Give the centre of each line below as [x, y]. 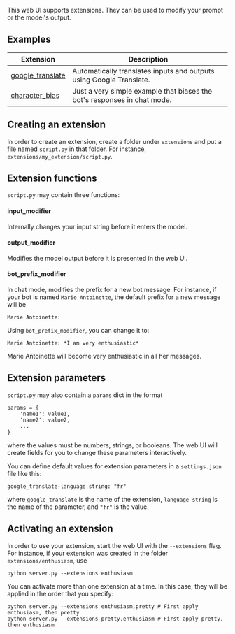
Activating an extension [60, 529]
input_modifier [29, 211]
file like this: [24, 473]
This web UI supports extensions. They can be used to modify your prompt [115, 10]
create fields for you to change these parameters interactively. [97, 452]
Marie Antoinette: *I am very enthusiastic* [73, 343]
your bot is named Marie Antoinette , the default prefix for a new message [114, 297]
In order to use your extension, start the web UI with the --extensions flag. [114, 545]
